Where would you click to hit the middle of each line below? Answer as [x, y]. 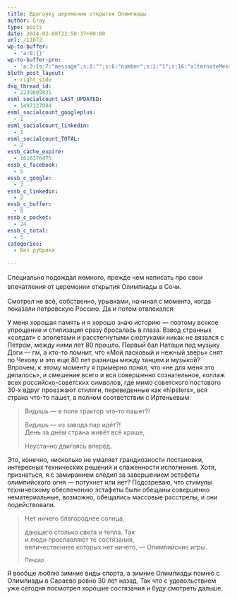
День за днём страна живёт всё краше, [85, 432]
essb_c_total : [28, 230]
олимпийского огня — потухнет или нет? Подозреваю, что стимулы [110, 482]
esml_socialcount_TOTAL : [44, 138]
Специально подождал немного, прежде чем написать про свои [105, 278]
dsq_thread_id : [30, 86]
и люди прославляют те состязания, [79, 540]
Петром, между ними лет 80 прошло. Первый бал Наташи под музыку [114, 345]
